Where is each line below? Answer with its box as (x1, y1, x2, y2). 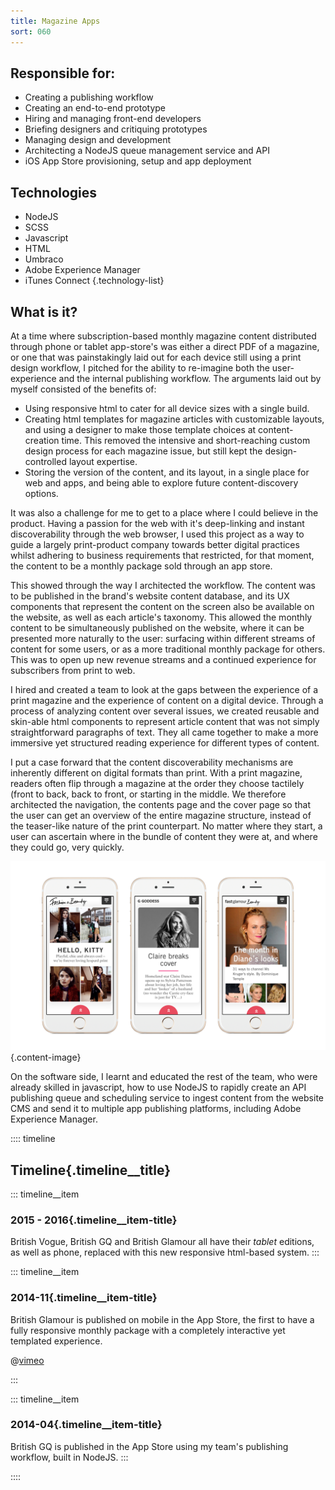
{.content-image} (10, 1051, 82, 1064)
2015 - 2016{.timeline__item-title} (10, 1213, 178, 1227)
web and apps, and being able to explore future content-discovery (24, 476, 299, 489)
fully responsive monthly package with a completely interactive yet (10, 1324, 286, 1336)
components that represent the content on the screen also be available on (10, 600, 315, 612)
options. (24, 487, 59, 499)
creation (24, 434, 60, 446)
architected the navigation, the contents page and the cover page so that (10, 798, 311, 810)
